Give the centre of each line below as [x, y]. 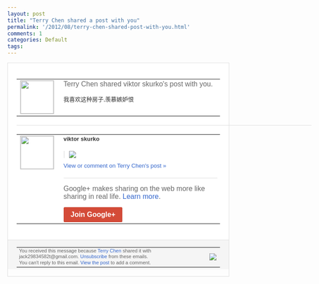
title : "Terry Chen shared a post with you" [74, 20]
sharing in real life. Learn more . [112, 196]
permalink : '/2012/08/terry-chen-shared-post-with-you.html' [99, 27]
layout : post [26, 14]
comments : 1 [25, 33]
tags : [15, 46]
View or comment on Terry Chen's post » [115, 166]
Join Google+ [93, 214]
